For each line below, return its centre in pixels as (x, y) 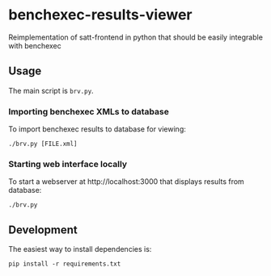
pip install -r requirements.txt (65, 264)
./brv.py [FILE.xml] (43, 144)
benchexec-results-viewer (100, 15)
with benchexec (35, 45)
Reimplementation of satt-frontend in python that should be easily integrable (135, 37)
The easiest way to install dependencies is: (80, 249)
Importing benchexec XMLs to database (89, 111)
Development (43, 230)
